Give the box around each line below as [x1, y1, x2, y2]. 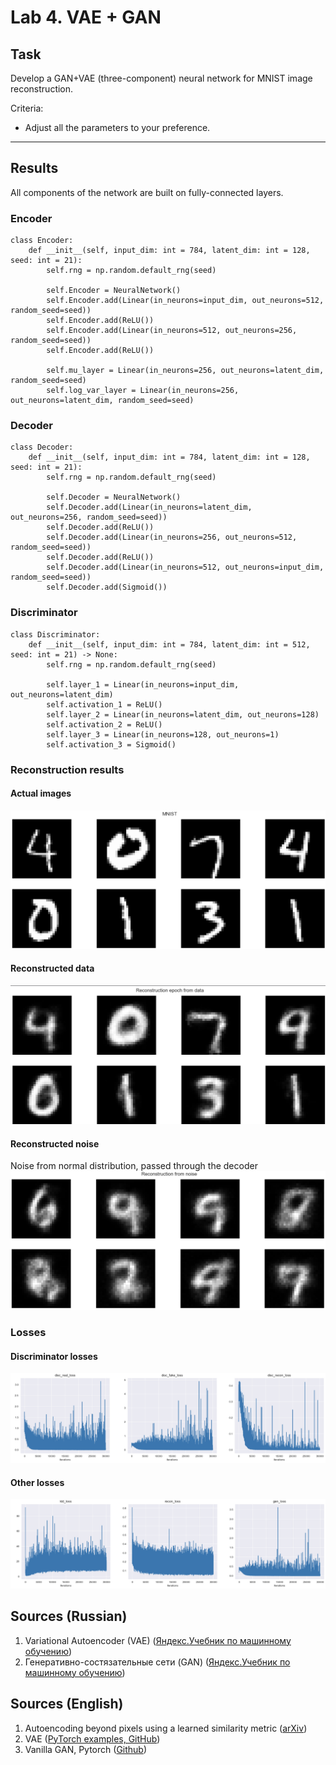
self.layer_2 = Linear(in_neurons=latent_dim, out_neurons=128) [46, 709, 320, 720]
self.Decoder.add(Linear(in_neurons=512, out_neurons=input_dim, [46, 562, 325, 573]
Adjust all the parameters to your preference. [24, 122, 211, 133]
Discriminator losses [10, 1350, 98, 1362]
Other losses [10, 1476, 65, 1488]
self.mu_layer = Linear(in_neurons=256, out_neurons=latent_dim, [46, 366, 325, 376]
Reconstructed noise [10, 1137, 100, 1150]
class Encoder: [10, 236, 74, 246]
